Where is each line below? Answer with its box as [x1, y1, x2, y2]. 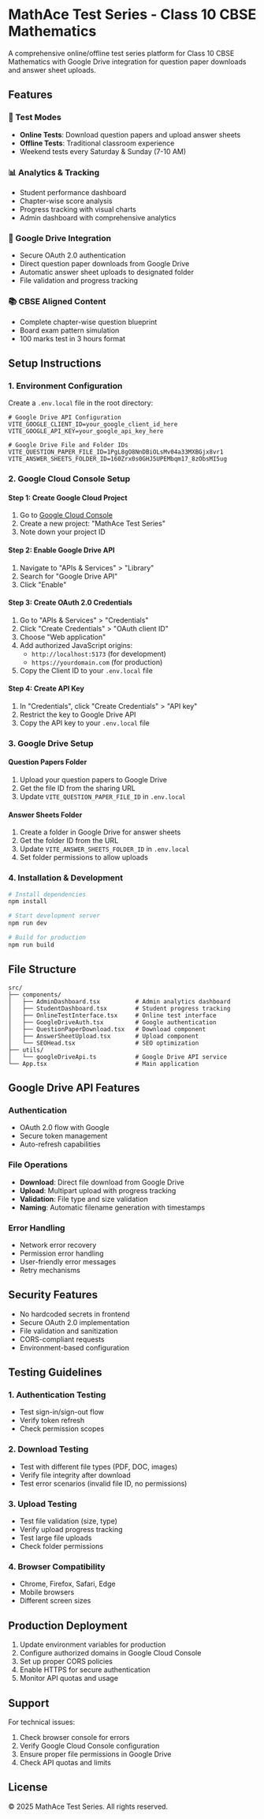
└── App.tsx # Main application [8, 1060, 199, 1068]
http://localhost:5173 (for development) [31, 649, 167, 658]
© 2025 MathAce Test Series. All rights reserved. [8, 1802, 168, 1811]
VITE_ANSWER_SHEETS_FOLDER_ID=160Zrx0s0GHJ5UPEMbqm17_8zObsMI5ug [8, 455, 227, 463]
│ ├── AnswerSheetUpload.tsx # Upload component [8, 1032, 199, 1040]
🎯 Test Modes [8, 112, 61, 123]
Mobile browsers [19, 1587, 75, 1597]
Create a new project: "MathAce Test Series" [19, 519, 165, 529]
